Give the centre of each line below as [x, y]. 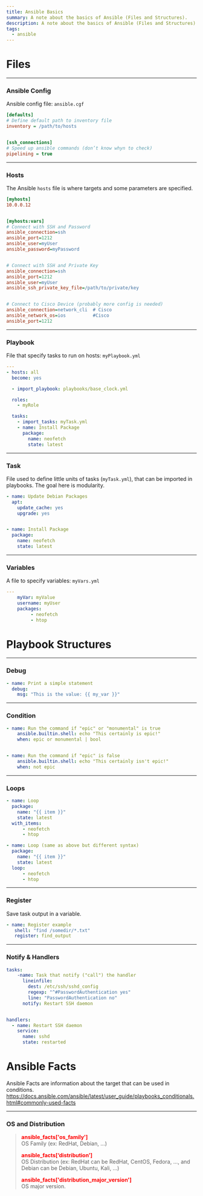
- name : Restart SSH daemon [47, 1025]
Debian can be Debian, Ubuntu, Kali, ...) [70, 1168]
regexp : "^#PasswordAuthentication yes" [79, 993]
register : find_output [43, 936]
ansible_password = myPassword [43, 249]
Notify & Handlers [33, 957]
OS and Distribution [36, 1124]
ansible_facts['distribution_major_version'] [76, 1180]
